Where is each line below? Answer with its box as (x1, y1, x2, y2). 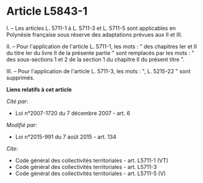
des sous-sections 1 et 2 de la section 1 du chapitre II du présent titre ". (6, 56, 185, 63)
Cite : (6, 145, 18, 152)
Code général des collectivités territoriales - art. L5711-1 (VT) (15, 157, 169, 164)
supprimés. (6, 74, 35, 81)
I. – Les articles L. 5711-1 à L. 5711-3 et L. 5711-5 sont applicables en (6, 24, 176, 32)
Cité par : (6, 98, 29, 105)
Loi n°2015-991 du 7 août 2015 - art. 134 (15, 133, 117, 140)
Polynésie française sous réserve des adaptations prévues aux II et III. (6, 30, 183, 38)
